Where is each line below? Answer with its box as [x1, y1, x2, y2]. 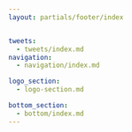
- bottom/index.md [16, 109, 85, 118]
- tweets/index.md [16, 45, 85, 54]
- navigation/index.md [16, 61, 100, 70]
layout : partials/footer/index [8, 12, 124, 22]
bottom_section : [8, 101, 68, 110]
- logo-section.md [16, 85, 85, 94]
